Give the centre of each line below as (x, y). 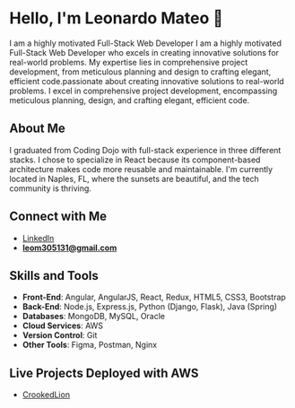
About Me (37, 129)
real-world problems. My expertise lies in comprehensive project (129, 62)
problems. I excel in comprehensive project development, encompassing (143, 91)
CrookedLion (46, 395)
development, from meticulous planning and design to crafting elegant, (140, 72)
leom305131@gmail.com (69, 247)
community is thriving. (51, 188)
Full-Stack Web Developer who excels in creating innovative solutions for (144, 52)
